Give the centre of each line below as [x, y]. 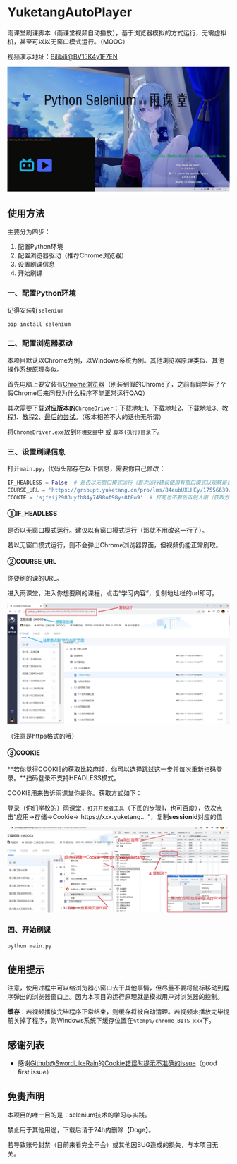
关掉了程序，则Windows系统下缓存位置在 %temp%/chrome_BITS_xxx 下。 [114, 1021]
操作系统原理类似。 [35, 369]
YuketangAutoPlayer [70, 12]
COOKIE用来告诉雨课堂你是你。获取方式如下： [75, 793]
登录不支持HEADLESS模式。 [79, 778]
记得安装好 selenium [36, 310]
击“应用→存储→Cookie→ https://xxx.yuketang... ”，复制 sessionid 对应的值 [115, 817]
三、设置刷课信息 [36, 451]
